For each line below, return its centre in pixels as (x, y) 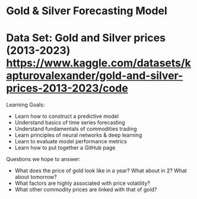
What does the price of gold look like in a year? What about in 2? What (101, 171)
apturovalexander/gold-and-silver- (95, 76)
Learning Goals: (26, 105)
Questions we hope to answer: (44, 159)
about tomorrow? (36, 177)
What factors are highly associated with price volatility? (82, 183)
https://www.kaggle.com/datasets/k (99, 63)
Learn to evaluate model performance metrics (71, 142)
